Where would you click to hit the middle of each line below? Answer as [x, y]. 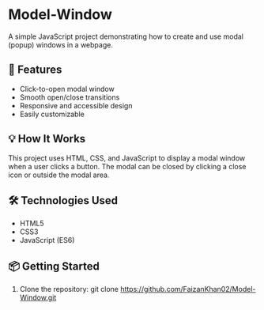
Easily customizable [52, 114]
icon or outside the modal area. [59, 175]
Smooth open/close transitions [70, 97]
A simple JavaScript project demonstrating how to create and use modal [126, 36]
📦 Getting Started [54, 266]
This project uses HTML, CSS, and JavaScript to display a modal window [127, 158]
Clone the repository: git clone [69, 289]
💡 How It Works [47, 139]
